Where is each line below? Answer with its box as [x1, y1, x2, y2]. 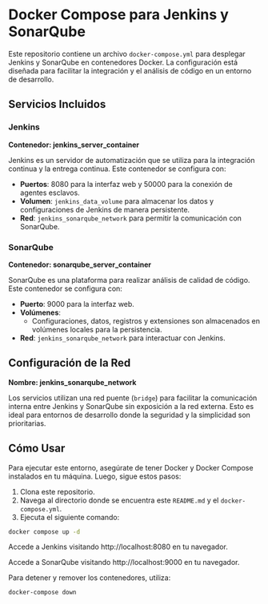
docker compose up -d [8, 527, 81, 536]
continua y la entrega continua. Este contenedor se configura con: [8, 164, 226, 173]
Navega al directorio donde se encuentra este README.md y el [19, 495, 219, 505]
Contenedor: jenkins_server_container [8, 140, 140, 149]
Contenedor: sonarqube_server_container [8, 260, 152, 269]
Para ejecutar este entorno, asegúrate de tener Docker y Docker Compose [8, 463, 254, 472]
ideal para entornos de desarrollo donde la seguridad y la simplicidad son [8, 410, 250, 419]
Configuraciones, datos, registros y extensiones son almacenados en [31, 316, 260, 325]
